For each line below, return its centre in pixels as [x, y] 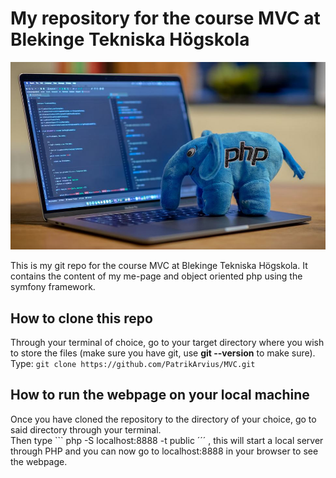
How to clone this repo [81, 318]
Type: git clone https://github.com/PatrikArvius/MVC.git [133, 363]
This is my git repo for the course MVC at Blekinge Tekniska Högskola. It [159, 266]
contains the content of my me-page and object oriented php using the [156, 276]
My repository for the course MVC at [165, 18]
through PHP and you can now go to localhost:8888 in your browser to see [164, 451]
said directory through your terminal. [86, 429]
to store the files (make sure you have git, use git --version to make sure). [163, 353]
